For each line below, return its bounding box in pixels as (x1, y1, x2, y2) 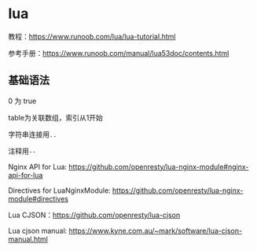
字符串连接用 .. (8, 129, 57, 138)
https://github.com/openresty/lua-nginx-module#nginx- (68, 162, 249, 172)
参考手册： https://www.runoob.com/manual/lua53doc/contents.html (8, 48, 229, 57)
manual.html (8, 234, 49, 244)
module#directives (8, 194, 69, 203)
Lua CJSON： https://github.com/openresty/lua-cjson (8, 210, 181, 220)
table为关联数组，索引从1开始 (8, 113, 104, 122)
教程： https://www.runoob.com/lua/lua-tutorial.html (8, 31, 176, 41)
